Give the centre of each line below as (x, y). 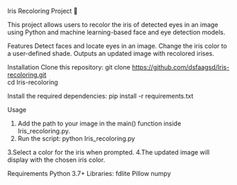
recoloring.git (27, 75)
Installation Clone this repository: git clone (69, 67)
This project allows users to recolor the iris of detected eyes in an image (113, 24)
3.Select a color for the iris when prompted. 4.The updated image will (109, 152)
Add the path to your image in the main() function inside (99, 123)
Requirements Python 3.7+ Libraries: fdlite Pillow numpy (89, 173)
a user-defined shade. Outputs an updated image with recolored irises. (111, 54)
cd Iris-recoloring (33, 82)
